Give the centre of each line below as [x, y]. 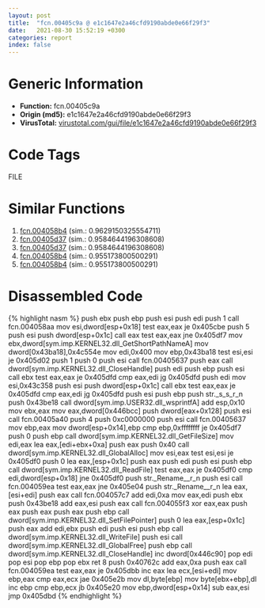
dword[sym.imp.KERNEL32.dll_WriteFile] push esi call [96, 537]
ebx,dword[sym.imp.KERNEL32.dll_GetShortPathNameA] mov [108, 343]
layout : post [30, 15]
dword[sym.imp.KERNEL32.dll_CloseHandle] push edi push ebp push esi [127, 368]
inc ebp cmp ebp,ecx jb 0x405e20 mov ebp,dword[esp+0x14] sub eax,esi [129, 587]
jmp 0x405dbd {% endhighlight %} [65, 595]
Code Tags [44, 155]
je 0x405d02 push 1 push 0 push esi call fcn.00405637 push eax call [121, 360]
